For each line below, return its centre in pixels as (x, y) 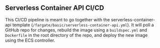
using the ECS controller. (30, 40)
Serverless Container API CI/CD (55, 8)
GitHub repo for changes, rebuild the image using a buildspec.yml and (76, 30)
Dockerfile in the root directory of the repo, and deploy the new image (77, 35)
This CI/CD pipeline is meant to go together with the (58, 19)
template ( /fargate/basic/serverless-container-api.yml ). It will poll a (83, 25)
